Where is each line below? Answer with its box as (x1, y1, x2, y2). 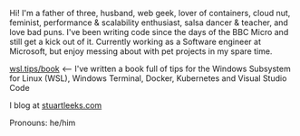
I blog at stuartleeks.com (9, 100, 102, 111)
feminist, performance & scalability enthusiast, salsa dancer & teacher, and (9, 17, 288, 28)
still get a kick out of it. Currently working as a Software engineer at (9, 36, 261, 47)
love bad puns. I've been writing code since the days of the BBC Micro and (9, 27, 289, 37)
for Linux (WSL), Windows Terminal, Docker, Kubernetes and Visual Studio (9, 73, 287, 84)
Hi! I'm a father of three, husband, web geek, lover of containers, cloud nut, (9, 8, 291, 18)
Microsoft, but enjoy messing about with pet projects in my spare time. (9, 46, 273, 57)
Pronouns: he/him (9, 117, 76, 128)
